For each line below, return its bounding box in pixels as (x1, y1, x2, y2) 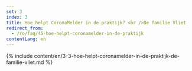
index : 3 (6, 14, 28, 20)
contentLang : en (6, 36, 46, 42)
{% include (6, 53, 33, 59)
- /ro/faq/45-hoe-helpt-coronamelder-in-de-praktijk (11, 31, 144, 37)
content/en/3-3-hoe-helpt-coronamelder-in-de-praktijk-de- (34, 53, 180, 59)
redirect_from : (6, 25, 44, 31)
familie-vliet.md (6, 59, 44, 66)
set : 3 (6, 8, 22, 15)
